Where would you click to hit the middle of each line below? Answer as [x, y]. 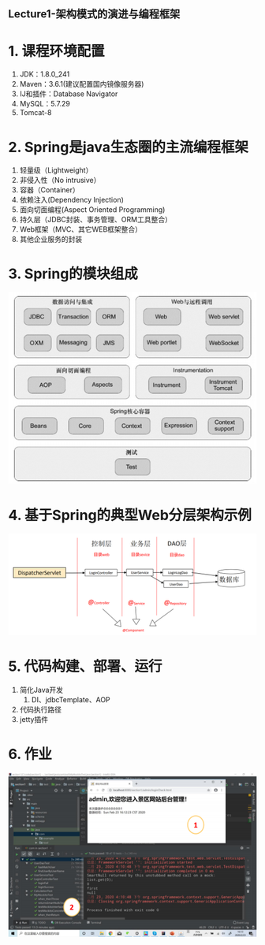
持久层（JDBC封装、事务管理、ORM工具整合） [95, 220]
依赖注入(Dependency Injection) [72, 200]
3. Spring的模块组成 [73, 274]
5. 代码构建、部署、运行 [85, 666]
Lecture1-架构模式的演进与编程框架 [94, 14]
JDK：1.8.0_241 [45, 74]
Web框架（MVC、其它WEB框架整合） [81, 229]
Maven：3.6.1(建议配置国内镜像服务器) [82, 84]
